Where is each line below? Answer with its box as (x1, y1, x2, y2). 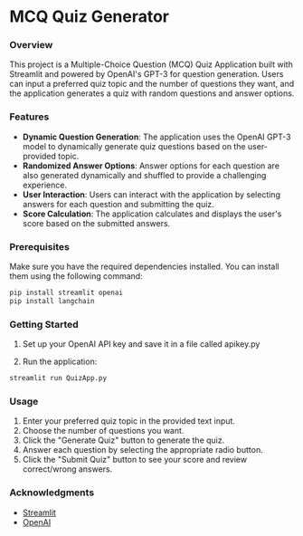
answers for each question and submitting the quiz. (22, 198, 214, 209)
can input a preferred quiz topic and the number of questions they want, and (9, 79, 295, 90)
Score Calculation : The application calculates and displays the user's (22, 208, 282, 219)
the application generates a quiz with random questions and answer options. (9, 88, 295, 99)
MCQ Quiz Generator (9, 6, 170, 27)
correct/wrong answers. (22, 464, 113, 474)
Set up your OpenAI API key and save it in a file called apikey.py (22, 339, 260, 349)
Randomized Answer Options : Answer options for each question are (22, 160, 280, 171)
